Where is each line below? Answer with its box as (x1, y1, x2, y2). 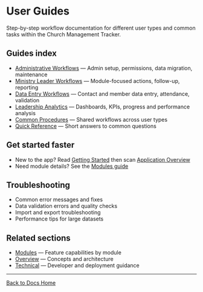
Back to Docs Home (6, 279, 56, 287)
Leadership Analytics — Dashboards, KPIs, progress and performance (14, 103, 190, 110)
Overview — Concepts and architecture (14, 256, 114, 263)
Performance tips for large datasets (14, 215, 104, 222)
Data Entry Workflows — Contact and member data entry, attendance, (14, 90, 190, 98)
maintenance (14, 71, 48, 78)
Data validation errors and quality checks (14, 202, 118, 210)
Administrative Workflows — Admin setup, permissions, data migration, (14, 64, 193, 71)
